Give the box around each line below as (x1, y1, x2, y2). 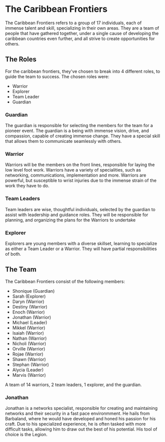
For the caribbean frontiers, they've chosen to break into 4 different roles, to (5, 68, 161, 74)
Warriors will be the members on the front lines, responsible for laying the (5, 162, 155, 168)
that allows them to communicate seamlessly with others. (5, 138, 122, 144)
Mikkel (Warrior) (12, 325, 45, 331)
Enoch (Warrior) (12, 309, 45, 315)
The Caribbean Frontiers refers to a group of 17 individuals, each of (5, 20, 142, 26)
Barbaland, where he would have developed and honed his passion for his (5, 416, 156, 422)
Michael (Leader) (12, 319, 47, 325)
